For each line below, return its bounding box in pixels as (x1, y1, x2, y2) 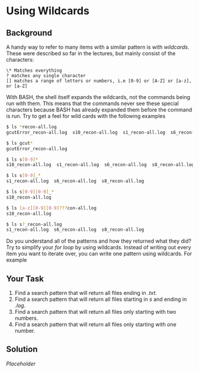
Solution (6, 344, 38, 354)
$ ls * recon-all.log (6, 124, 57, 130)
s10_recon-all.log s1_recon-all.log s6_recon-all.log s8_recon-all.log (6, 162, 195, 168)
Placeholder (6, 360, 36, 367)
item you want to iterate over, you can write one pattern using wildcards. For (6, 250, 192, 257)
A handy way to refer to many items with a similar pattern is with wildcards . (6, 43, 190, 50)
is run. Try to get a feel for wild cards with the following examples (6, 113, 166, 119)
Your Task (6, 274, 44, 284)
